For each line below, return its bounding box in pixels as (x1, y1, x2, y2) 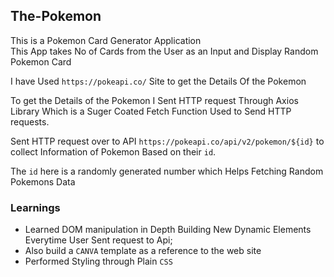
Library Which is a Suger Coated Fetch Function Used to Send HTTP (10, 105, 292, 117)
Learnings (10, 200, 61, 214)
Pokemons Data (10, 175, 76, 188)
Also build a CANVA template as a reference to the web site (24, 245, 262, 257)
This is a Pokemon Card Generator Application (10, 34, 202, 46)
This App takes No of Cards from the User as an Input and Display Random (10, 45, 319, 57)
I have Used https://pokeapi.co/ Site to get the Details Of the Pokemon (10, 75, 307, 87)
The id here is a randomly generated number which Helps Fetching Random (10, 165, 324, 177)
